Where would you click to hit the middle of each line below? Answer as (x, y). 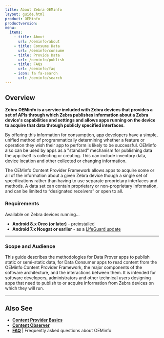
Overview (20, 98)
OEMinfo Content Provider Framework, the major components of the (74, 267)
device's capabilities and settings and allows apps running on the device (80, 120)
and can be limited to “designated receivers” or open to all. (64, 191)
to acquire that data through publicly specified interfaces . (65, 125)
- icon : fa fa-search (36, 73)
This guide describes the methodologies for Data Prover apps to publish (77, 257)
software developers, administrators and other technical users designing (78, 278)
